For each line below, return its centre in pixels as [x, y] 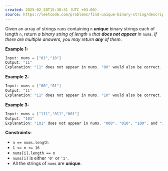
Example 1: [17, 49]
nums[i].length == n [34, 153]
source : [13, 14]
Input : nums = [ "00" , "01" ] [33, 86]
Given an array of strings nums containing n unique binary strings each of [80, 28]
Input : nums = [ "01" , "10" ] [33, 58]
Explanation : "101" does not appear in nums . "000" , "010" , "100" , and [81, 123]
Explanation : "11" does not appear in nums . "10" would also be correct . [84, 95]
